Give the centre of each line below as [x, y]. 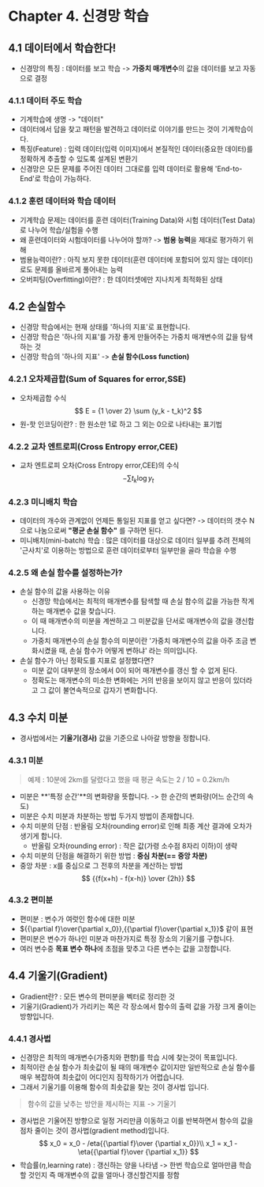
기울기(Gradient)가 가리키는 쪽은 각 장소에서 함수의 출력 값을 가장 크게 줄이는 [138, 1006]
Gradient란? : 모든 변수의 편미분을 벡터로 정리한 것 [97, 996]
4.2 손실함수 [37, 306]
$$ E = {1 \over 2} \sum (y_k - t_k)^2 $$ [138, 410]
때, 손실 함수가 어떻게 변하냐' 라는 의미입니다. [128, 651]
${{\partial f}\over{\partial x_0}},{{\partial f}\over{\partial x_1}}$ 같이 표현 [136, 928]
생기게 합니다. [41, 836]
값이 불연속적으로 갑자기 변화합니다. [103, 690]
